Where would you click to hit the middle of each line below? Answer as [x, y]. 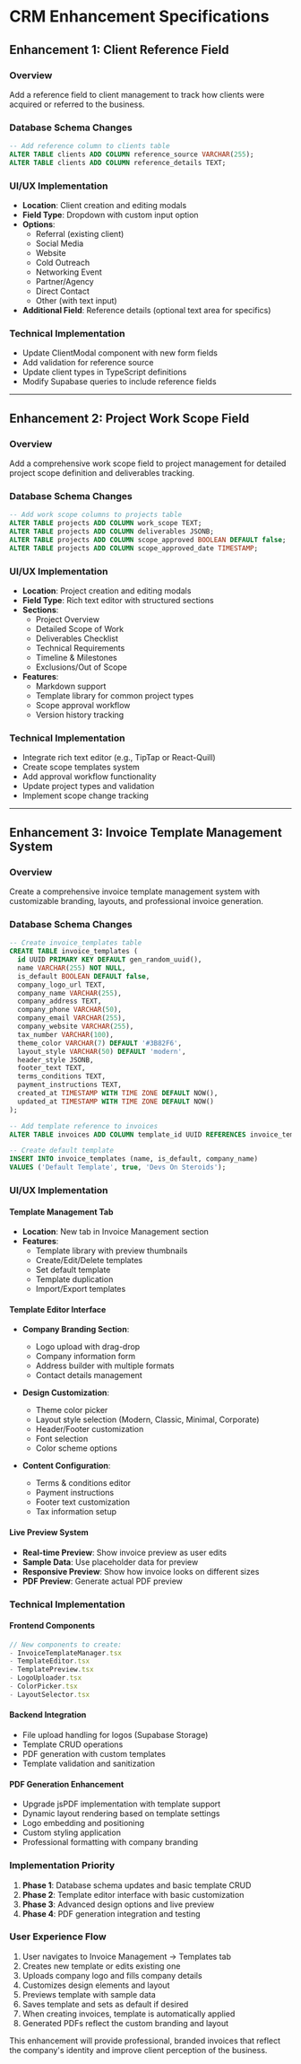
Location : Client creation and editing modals [104, 206]
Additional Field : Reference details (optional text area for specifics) [146, 311]
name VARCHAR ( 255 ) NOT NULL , [72, 968]
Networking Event [69, 272]
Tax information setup [76, 1512]
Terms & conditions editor [83, 1483]
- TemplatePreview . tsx [52, 1670]
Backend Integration [48, 1715]
